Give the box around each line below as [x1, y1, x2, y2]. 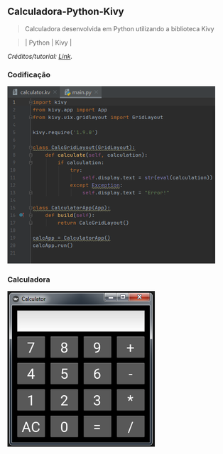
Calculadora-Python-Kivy [7, 6, 124, 18]
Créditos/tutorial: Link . [7, 52, 73, 60]
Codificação [7, 70, 51, 79]
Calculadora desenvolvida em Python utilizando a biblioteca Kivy [24, 24, 214, 33]
